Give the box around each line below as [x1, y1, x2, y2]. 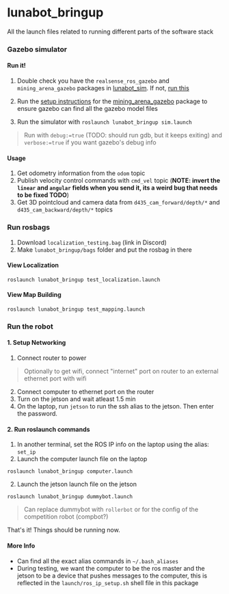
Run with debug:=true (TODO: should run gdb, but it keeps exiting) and [23, 131, 222, 140]
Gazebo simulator [7, 44, 67, 54]
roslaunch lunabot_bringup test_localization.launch [7, 276, 161, 283]
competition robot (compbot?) [23, 513, 109, 521]
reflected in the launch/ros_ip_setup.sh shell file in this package [16, 578, 199, 586]
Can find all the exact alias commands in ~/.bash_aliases [16, 556, 179, 565]
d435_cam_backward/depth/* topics [16, 205, 113, 214]
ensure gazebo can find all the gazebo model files [16, 105, 159, 113]
